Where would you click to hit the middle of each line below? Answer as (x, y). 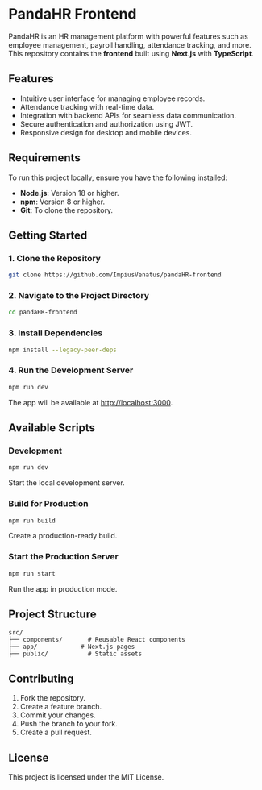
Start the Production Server (63, 557)
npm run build (32, 521)
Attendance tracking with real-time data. (87, 106)
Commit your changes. (58, 715)
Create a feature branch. (61, 707)
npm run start (32, 573)
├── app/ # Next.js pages (72, 647)
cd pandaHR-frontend (43, 312)
